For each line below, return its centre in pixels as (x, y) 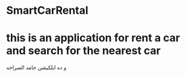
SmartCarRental (47, 11)
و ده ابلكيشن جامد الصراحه (36, 67)
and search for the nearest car (83, 51)
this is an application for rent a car (93, 38)
